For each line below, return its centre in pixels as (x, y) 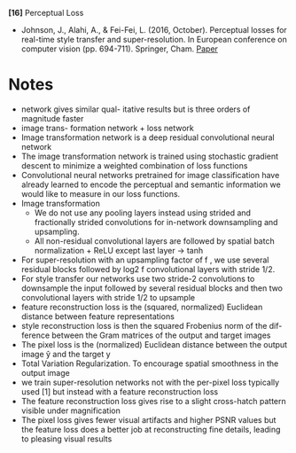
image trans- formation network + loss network (107, 128)
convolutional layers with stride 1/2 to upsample (108, 297)
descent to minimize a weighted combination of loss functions (134, 165)
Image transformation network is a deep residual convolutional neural (148, 137)
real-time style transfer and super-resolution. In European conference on (154, 39)
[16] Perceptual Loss (46, 13)
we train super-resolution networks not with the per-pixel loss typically (150, 382)
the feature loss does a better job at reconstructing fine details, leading (151, 429)
